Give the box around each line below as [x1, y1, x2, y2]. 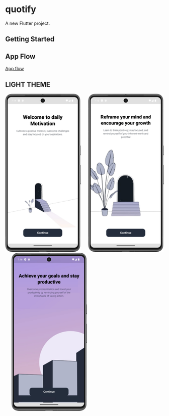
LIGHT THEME [5, 80, 50, 89]
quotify [5, 4, 37, 15]
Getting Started [5, 35, 55, 43]
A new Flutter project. [5, 20, 50, 26]
